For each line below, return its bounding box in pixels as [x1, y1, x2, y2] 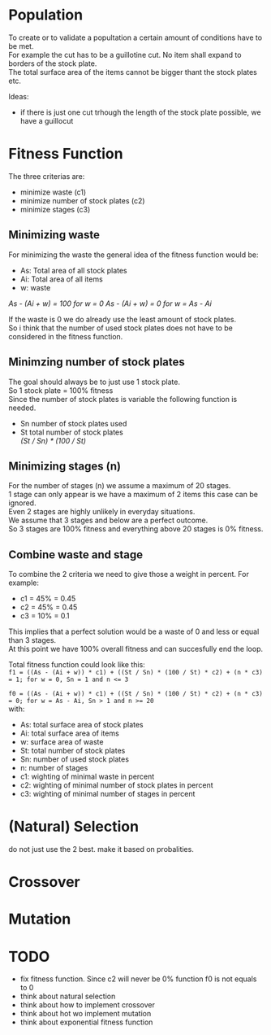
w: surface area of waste [19, 737, 104, 747]
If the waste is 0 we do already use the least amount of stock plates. [8, 314, 237, 324]
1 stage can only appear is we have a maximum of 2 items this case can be [8, 490, 258, 500]
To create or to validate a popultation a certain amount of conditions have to [8, 33, 262, 42]
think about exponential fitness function [19, 1017, 153, 1027]
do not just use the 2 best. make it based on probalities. [8, 845, 195, 854]
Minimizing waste [8, 228, 100, 242]
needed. [8, 403, 37, 413]
